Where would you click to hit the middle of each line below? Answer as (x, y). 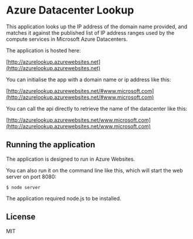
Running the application (51, 145)
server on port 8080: (31, 177)
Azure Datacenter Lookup (70, 10)
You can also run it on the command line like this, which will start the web (94, 170)
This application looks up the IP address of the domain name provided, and (97, 26)
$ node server (23, 187)
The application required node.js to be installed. (64, 198)
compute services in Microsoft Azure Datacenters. (67, 39)
